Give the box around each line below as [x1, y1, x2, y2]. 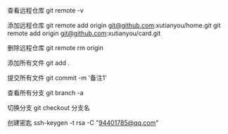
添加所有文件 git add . [7, 59, 70, 67]
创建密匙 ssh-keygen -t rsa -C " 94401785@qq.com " [7, 118, 159, 127]
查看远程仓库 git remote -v [7, 6, 84, 14]
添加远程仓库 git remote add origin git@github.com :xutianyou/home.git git [7, 21, 221, 30]
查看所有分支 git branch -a [7, 89, 84, 97]
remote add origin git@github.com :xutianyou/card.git [7, 29, 161, 37]
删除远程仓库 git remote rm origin [7, 44, 103, 51]
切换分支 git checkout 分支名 [7, 104, 90, 111]
